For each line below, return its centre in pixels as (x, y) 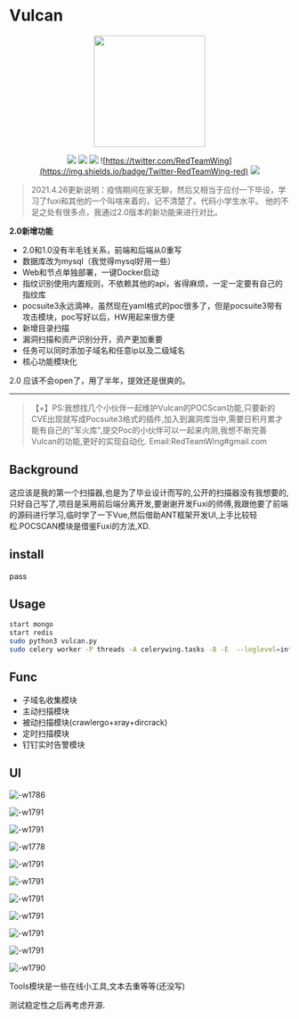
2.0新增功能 (31, 231)
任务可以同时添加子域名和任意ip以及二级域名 (103, 350)
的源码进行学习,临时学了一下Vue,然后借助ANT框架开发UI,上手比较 (129, 515)
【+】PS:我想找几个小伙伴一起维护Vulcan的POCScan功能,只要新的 (153, 408)
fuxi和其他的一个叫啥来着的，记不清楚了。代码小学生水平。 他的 (164, 201)
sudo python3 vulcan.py (53, 642)
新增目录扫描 (45, 327)
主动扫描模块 (45, 711)
